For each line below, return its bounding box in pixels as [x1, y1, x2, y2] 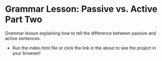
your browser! [12, 50, 41, 56]
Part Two [5, 14, 43, 25]
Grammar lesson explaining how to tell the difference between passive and [5, 30, 156, 36]
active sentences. [5, 35, 41, 41]
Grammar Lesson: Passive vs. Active [5, 3, 158, 15]
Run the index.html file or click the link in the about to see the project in [12, 45, 156, 51]
